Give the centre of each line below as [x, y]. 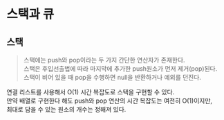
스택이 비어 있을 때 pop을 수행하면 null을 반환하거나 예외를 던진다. [112, 77]
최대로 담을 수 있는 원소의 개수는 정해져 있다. [66, 109]
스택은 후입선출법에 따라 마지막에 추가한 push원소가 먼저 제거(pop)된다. [120, 69]
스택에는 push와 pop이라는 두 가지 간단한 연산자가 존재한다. [104, 60]
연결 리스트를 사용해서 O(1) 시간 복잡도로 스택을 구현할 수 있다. [91, 92]
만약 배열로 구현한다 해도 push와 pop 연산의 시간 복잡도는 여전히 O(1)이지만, [109, 101]
